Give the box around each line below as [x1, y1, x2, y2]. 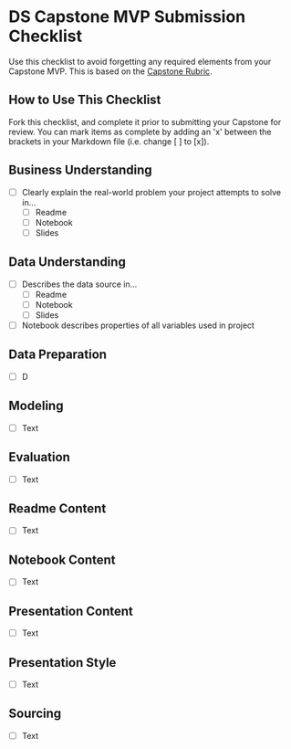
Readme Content [8, 501, 107, 516]
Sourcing [8, 706, 62, 722]
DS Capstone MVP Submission [8, 6, 246, 27]
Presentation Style [8, 655, 117, 670]
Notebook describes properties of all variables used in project [21, 320, 255, 331]
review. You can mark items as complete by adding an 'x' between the [8, 126, 272, 137]
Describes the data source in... [21, 279, 138, 290]
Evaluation [8, 449, 70, 465]
